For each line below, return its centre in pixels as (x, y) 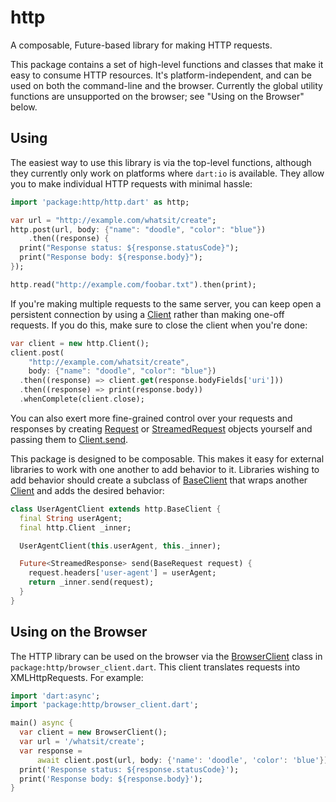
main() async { (42, 723)
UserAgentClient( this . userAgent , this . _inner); (120, 546)
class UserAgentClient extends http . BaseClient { (116, 509)
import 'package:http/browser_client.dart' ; (104, 705)
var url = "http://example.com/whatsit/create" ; (113, 220)
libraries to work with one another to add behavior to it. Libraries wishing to (165, 469)
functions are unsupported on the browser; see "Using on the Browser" (157, 96)
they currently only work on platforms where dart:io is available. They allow (167, 173)
